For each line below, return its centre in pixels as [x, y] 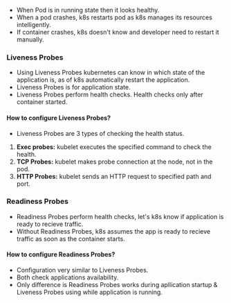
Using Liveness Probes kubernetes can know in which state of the [111, 73]
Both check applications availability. [67, 277]
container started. [42, 102]
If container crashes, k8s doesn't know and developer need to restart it [118, 32]
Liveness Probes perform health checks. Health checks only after [110, 95]
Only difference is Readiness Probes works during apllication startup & [117, 285]
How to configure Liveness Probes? [59, 118]
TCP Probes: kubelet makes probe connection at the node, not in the [114, 162]
